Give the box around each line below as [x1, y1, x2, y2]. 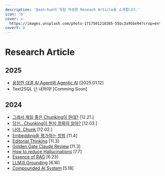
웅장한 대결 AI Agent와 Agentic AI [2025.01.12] [12, 80, 104, 86]
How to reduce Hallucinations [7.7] [12, 148, 82, 154]
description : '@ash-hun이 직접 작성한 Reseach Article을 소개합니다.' [5, 7, 140, 12]
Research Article [5, 47, 75, 58]
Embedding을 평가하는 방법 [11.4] [12, 132, 78, 138]
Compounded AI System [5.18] [12, 165, 74, 171]
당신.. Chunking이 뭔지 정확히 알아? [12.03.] [12, 120, 97, 126]
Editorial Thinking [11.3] [12, 138, 59, 144]
